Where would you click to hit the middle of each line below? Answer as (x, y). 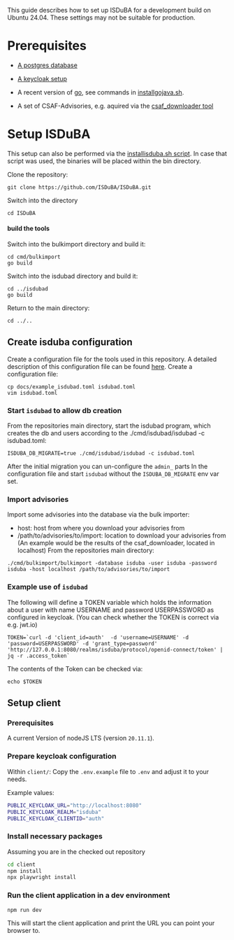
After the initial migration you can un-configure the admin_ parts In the (108, 467)
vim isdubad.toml (32, 393)
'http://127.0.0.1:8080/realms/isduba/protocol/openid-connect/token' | (115, 650)
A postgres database (47, 65)
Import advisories (38, 500)
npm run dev (24, 910)
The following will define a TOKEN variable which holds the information (109, 602)
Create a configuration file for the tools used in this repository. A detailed (112, 359)
